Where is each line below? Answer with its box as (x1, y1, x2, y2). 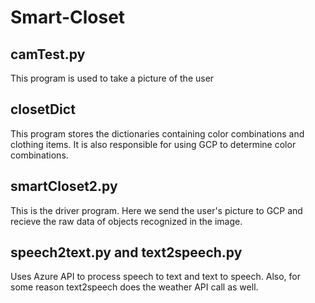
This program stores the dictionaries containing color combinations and (10, 127, 305, 140)
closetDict (10, 101, 76, 118)
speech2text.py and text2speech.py (10, 244, 243, 261)
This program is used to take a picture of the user (10, 72, 215, 84)
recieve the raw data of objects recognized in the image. (10, 215, 243, 227)
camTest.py (10, 46, 86, 63)
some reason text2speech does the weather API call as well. (10, 281, 259, 293)
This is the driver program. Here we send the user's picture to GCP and (10, 204, 303, 216)
